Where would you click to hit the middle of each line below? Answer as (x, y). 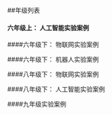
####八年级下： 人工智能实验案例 (56, 89)
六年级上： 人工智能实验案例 (48, 27)
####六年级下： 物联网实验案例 (53, 45)
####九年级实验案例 (37, 104)
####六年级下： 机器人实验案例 (53, 60)
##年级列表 (24, 10)
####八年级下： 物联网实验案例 (53, 74)
